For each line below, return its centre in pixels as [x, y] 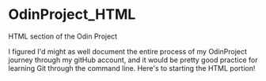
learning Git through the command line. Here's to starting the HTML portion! [132, 68]
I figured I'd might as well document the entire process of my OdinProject [128, 51]
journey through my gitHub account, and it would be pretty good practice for [133, 60]
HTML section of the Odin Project [63, 36]
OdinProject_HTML [72, 15]
